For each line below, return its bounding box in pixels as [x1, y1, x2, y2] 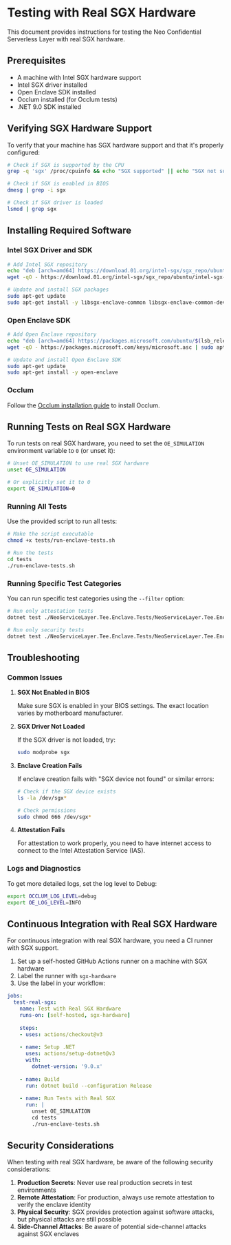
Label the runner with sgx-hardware [16, 972, 117, 980]
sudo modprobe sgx [16, 749, 70, 756]
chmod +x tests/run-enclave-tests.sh [7, 537, 115, 544]
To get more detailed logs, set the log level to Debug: [7, 879, 157, 887]
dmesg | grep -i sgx [7, 187, 67, 194]
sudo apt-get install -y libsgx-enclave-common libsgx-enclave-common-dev [7, 298, 226, 306]
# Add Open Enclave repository [7, 331, 97, 338]
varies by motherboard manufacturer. [16, 709, 124, 718]
